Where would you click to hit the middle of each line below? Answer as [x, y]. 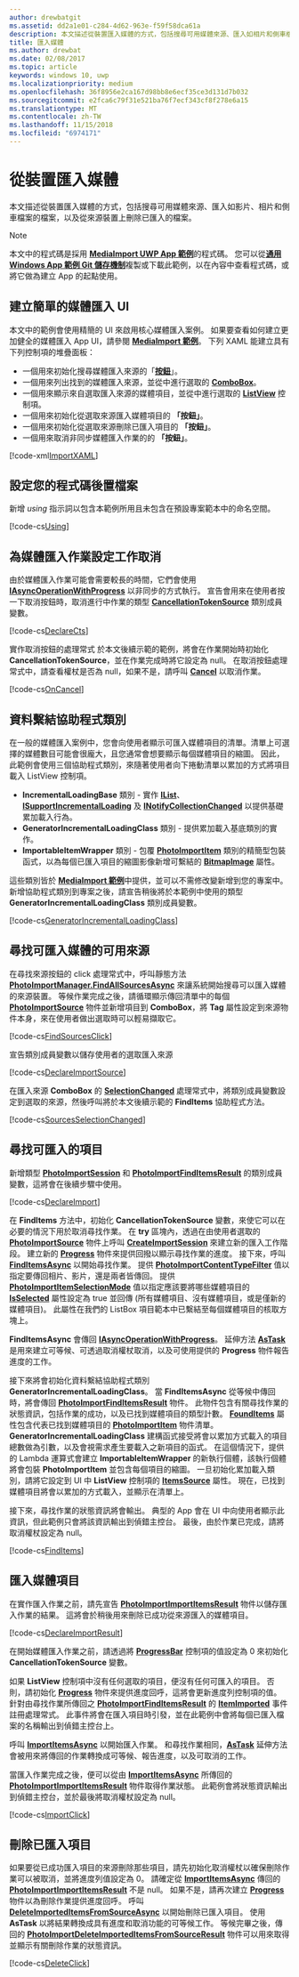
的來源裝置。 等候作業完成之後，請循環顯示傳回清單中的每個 [119, 996]
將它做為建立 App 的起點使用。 [66, 276]
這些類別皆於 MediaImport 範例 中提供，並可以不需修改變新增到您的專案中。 [149, 881]
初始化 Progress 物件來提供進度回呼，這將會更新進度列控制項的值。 [157, 1692]
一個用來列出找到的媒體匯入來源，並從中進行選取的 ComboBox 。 [141, 382]
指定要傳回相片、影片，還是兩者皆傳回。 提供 [92, 1275]
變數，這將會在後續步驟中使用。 [68, 1183]
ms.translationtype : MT [53, 109]
